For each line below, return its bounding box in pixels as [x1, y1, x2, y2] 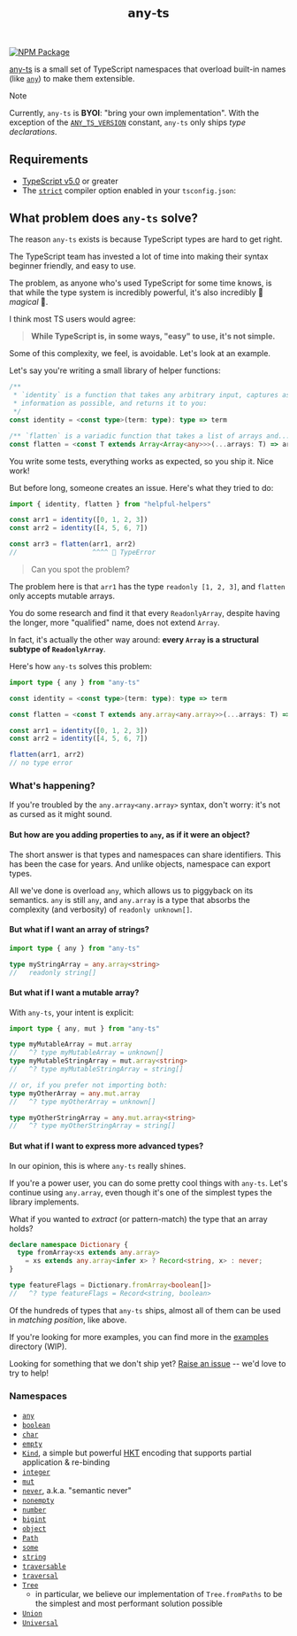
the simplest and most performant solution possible [34, 1598, 223, 1609]
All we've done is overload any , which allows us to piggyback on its [9, 884, 254, 896]
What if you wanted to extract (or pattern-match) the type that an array [9, 1213, 268, 1224]
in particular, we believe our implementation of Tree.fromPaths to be [34, 1589, 283, 1600]
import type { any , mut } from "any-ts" [9, 1024, 161, 1033]
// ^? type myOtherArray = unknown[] [9, 1097, 156, 1106]
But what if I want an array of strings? [9, 924, 150, 935]
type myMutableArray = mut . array [9, 1040, 133, 1049]
